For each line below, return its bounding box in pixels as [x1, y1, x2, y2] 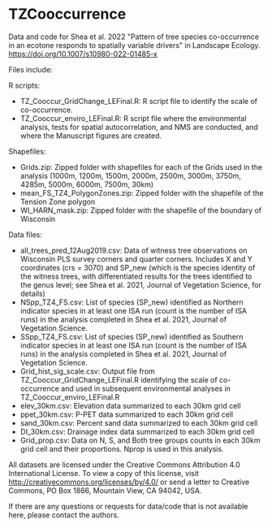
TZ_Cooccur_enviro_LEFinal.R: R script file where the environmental [19, 113, 247, 123]
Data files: [8, 229, 42, 240]
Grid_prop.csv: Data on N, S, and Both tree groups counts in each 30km [19, 435, 261, 445]
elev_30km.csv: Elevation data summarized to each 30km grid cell [19, 400, 241, 410]
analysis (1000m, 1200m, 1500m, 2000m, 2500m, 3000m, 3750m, [19, 171, 242, 180]
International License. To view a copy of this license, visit [8, 468, 199, 478]
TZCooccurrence [8, 5, 127, 24]
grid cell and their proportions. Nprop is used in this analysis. [19, 444, 225, 453]
